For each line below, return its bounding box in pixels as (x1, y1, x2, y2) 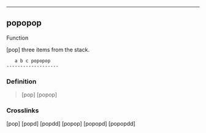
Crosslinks (6, 106, 39, 115)
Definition (6, 77, 37, 85)
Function (6, 34, 29, 41)
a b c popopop (14, 57, 51, 64)
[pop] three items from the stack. (6, 46, 90, 53)
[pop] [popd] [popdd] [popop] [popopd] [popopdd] (6, 120, 136, 128)
